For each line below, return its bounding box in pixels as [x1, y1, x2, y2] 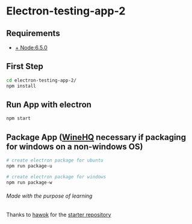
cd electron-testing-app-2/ [6, 77, 77, 83]
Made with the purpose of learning [6, 192, 93, 199]
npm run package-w [6, 179, 52, 186]
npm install [6, 83, 36, 89]
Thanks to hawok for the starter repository [6, 211, 111, 218]
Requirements [6, 28, 60, 38]
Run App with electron [6, 99, 92, 109]
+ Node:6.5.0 [14, 44, 48, 51]
